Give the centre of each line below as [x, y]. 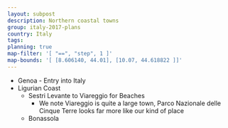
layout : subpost [31, 14]
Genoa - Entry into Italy [52, 80]
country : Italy [30, 34]
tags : [15, 41]
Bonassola [43, 118]
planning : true [30, 47]
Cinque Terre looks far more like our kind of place [112, 110]
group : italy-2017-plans [44, 27]
